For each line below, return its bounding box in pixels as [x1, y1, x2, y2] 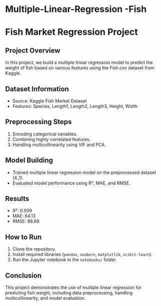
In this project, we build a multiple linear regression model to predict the [5, 59, 153, 65]
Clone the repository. [12, 246, 56, 252]
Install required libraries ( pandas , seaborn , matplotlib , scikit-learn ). [12, 251, 153, 257]
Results [5, 194, 29, 203]
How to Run [5, 232, 42, 241]
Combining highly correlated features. [12, 136, 91, 142]
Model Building [5, 156, 53, 164]
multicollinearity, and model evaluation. [5, 295, 86, 301]
